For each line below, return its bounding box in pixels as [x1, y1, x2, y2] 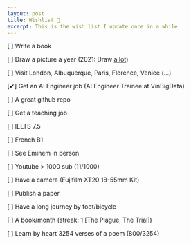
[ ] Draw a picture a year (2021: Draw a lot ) [7, 55, 129, 64]
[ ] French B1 [7, 135, 44, 144]
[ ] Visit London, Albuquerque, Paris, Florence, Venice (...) [7, 68, 172, 77]
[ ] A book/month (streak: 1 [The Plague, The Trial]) [7, 216, 152, 225]
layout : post [7, 10, 45, 17]
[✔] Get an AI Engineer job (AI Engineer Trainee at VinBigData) [7, 82, 185, 91]
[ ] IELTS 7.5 [7, 122, 42, 131]
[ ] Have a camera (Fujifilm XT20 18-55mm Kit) [7, 176, 140, 184]
